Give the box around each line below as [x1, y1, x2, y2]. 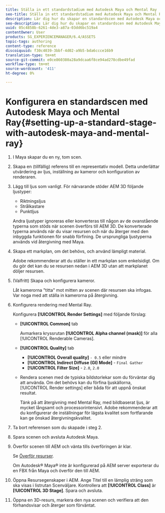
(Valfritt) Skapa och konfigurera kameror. [12, 278, 95, 283]
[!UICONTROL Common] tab [20, 321, 78, 326]
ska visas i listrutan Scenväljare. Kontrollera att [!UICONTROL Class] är [12, 482, 156, 488]
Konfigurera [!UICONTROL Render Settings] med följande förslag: [12, 311, 146, 317]
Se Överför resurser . [12, 453, 54, 459]
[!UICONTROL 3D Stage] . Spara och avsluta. [12, 488, 103, 493]
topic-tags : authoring [5, 39, 52, 44]
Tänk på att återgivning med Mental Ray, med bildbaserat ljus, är [20, 399, 150, 405]
